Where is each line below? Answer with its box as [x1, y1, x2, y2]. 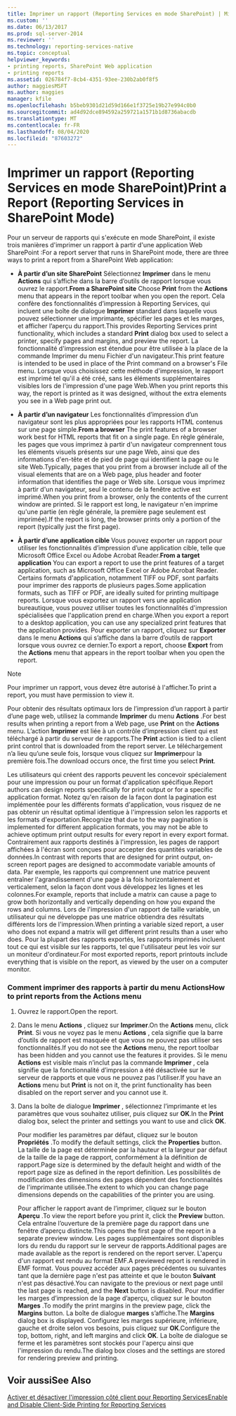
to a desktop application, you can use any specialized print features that [17, 619, 226, 627]
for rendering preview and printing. [17, 1354, 119, 1362]
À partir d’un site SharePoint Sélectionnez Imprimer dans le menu [17, 269, 211, 278]
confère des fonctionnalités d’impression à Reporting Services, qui [17, 299, 211, 308]
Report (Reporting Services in [7, 195, 184, 211]
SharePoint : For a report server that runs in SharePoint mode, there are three [7, 248, 229, 257]
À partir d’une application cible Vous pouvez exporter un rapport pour [17, 536, 223, 545]
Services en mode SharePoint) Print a [7, 180, 227, 196]
